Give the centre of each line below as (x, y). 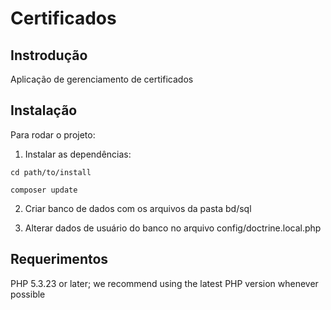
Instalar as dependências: (78, 154)
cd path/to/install (51, 172)
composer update (44, 190)
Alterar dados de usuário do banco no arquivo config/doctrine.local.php (173, 228)
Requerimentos (59, 259)
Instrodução (49, 55)
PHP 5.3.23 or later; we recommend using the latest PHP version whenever (164, 283)
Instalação (44, 110)
